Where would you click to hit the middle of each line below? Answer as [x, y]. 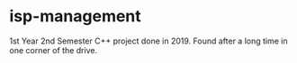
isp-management [75, 16]
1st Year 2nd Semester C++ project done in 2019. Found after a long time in [148, 41]
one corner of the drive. [53, 50]
